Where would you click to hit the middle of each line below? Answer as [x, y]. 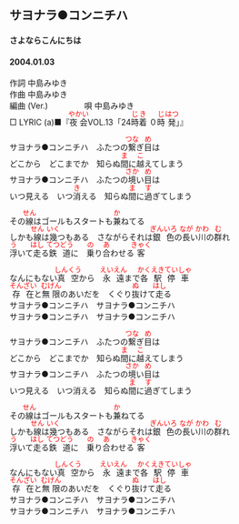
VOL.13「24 [110, 122]
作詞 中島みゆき [39, 83]
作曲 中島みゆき [39, 95]
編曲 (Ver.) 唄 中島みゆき [72, 106]
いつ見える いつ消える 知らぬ [69, 391]
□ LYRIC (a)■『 [40, 122]
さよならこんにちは [45, 40]
